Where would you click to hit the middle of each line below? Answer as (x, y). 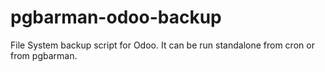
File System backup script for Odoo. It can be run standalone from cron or (162, 45)
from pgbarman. (44, 55)
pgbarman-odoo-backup (116, 17)
